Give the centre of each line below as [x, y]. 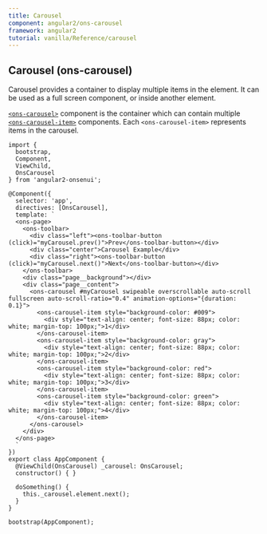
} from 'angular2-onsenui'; [55, 180]
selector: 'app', [44, 201]
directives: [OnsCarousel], [62, 208]
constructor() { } [46, 473]
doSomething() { [42, 488]
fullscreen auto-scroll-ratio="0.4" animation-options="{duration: [123, 299]
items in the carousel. [43, 131]
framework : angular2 [43, 30]
